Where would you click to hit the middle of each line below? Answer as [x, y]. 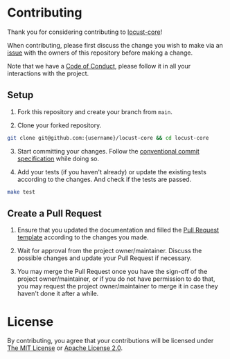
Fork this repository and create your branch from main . [95, 111]
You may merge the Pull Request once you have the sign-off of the [112, 272]
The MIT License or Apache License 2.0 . [65, 348]
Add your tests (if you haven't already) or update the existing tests [112, 172]
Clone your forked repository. [59, 125]
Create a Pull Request [54, 213]
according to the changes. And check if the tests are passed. [104, 179]
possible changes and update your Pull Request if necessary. [104, 258]
